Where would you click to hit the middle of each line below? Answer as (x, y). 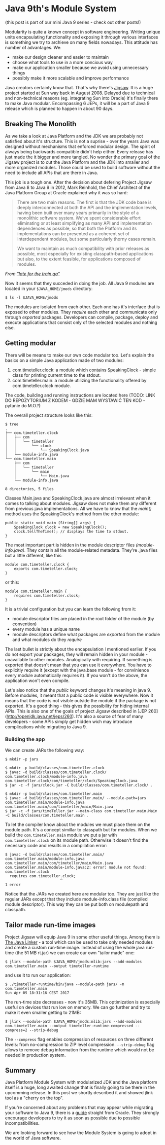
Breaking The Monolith (41, 124)
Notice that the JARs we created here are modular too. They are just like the (82, 894)
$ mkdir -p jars (22, 759)
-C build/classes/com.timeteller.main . (47, 815)
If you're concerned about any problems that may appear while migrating (79, 1108)
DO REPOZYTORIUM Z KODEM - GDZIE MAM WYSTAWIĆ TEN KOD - (75, 400)
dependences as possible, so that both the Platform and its (77, 228)
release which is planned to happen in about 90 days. (59, 108)
